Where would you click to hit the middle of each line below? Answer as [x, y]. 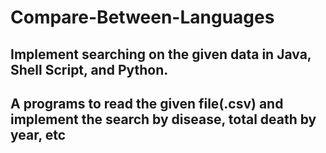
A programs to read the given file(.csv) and [147, 103]
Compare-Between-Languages [142, 17]
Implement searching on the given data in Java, [161, 54]
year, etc [38, 134]
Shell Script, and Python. [89, 69]
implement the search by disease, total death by [163, 119]
